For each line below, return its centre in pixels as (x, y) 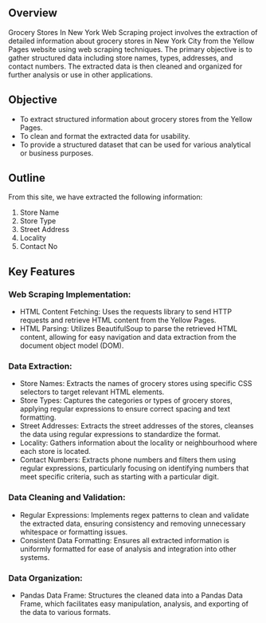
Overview (33, 13)
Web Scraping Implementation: (70, 294)
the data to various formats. (65, 613)
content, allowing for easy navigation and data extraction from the (128, 337)
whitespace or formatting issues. (74, 532)
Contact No (39, 246)
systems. (35, 557)
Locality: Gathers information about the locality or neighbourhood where (139, 443)
